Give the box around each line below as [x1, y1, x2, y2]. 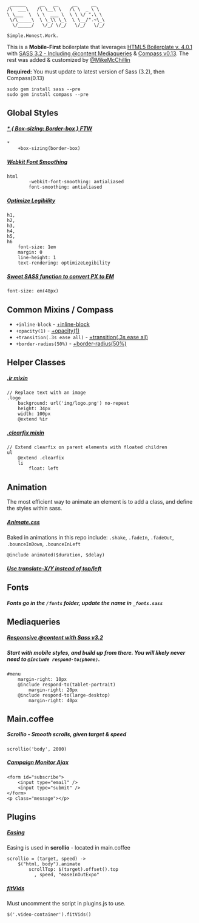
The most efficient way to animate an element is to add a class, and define [7, 498, 193, 505]
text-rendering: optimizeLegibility [18, 260, 111, 266]
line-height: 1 [18, 255, 56, 261]
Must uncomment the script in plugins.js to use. [7, 900, 126, 907]
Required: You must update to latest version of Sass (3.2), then [7, 68, 165, 75]
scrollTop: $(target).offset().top [29, 867, 119, 873]
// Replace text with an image [7, 390, 86, 396]
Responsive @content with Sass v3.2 [7, 634, 104, 641]
